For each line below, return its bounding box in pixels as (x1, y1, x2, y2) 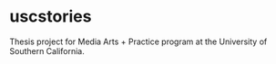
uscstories (9, 6, 92, 27)
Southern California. (9, 45, 85, 56)
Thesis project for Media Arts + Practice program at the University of (9, 36, 268, 47)
